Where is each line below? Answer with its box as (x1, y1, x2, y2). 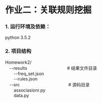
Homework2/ (5, 59, 32, 65)
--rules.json (14, 76, 38, 81)
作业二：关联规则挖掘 (5, 4, 92, 16)
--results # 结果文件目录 (9, 65, 97, 71)
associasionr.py (14, 87, 46, 93)
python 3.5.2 (5, 35, 31, 41)
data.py (14, 92, 30, 98)
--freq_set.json (14, 71, 44, 77)
